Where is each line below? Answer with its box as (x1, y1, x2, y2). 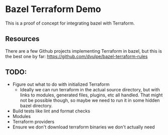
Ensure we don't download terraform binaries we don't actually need (12, 124, 155, 130)
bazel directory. (20, 102, 53, 108)
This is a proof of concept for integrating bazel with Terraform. (5, 20, 135, 26)
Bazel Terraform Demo (5, 4, 102, 15)
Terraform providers (12, 118, 54, 124)
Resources (5, 35, 40, 43)
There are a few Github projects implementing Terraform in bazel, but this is (5, 48, 162, 54)
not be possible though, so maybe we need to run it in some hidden (20, 97, 160, 103)
